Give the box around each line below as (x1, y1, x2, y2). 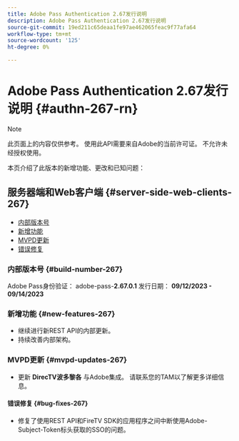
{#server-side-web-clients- (105, 186, 233, 198)
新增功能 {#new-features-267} (7, 308, 116, 318)
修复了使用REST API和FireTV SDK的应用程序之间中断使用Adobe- (17, 416, 208, 425)
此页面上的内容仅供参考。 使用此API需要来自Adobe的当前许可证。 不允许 (7, 139, 222, 148)
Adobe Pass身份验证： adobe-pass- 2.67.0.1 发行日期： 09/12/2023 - (7, 282, 213, 290)
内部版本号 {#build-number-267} (7, 264, 123, 274)
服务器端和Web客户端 (7, 186, 103, 198)
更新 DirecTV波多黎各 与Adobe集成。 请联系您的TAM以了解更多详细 (17, 372, 218, 381)
